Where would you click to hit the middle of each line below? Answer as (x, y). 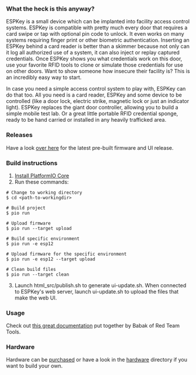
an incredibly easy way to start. (44, 77)
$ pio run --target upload (39, 228)
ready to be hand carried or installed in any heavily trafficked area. (86, 120)
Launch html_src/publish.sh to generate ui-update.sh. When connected (100, 285)
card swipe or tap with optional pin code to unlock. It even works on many (95, 34)
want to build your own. (35, 366)
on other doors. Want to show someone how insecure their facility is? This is (98, 71)
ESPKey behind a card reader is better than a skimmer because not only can (98, 46)
